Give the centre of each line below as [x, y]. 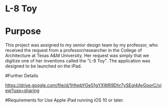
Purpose [23, 31]
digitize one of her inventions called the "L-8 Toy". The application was [78, 61]
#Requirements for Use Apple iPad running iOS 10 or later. [65, 100]
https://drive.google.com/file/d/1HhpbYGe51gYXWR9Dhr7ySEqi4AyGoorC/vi [83, 85]
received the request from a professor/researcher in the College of [74, 51]
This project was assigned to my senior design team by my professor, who [82, 45]
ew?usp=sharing [22, 91]
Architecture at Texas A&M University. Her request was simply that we [77, 55]
